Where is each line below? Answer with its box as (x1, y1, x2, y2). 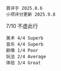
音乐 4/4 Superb (6, 41, 44, 47)
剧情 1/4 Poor (6, 48, 39, 54)
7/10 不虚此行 (6, 23, 38, 29)
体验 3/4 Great (6, 60, 41, 66)
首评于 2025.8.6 (6, 5, 43, 11)
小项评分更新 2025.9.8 (6, 12, 56, 17)
